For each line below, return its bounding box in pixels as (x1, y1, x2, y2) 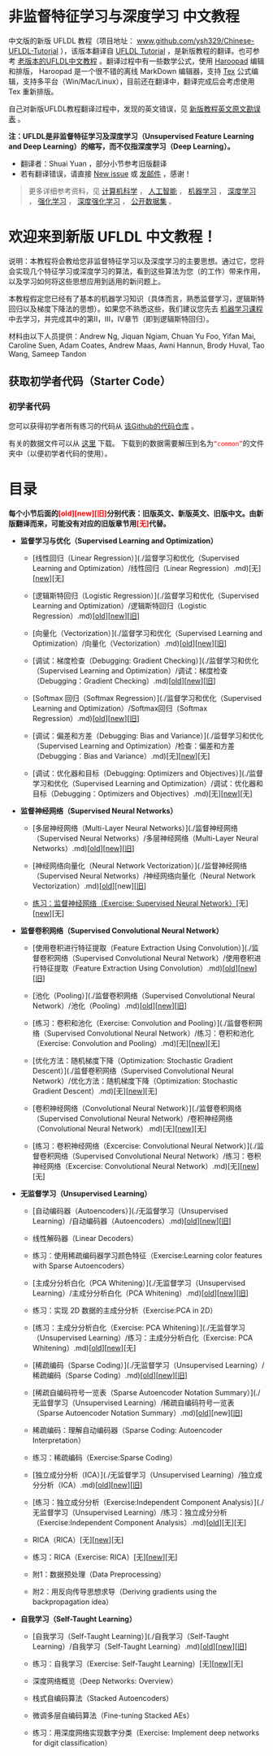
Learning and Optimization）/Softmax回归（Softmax (32, 703, 208, 713)
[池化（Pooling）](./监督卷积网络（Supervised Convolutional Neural (32, 990, 255, 1000)
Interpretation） (32, 1435, 85, 1445)
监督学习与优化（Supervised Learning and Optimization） (19, 535, 218, 545)
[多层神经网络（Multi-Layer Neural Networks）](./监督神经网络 (32, 823, 238, 833)
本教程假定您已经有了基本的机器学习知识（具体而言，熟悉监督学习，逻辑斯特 (8, 293, 265, 303)
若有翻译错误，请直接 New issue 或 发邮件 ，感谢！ (19, 168, 193, 179)
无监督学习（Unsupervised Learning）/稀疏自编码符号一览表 (32, 1398, 235, 1408)
